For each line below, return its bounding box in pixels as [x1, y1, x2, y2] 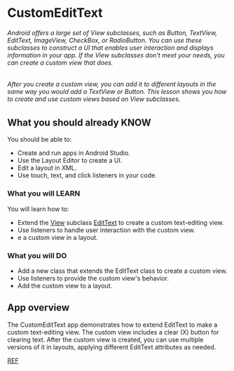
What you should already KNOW [7, 117, 152, 128]
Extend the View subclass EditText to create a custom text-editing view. [17, 218, 224, 227]
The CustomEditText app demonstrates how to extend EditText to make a [7, 321, 218, 329]
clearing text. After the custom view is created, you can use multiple [7, 335, 204, 344]
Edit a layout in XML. [17, 163, 77, 173]
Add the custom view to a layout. [17, 282, 113, 290]
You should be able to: [7, 135, 72, 144]
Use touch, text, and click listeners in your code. [17, 171, 157, 180]
